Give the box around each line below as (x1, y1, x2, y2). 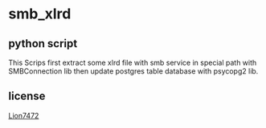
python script (8, 37, 78, 50)
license (8, 90, 46, 103)
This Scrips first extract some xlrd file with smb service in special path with (8, 58, 257, 67)
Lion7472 (8, 110, 39, 120)
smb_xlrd (8, 5, 72, 23)
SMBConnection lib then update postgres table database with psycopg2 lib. (8, 66, 259, 76)
